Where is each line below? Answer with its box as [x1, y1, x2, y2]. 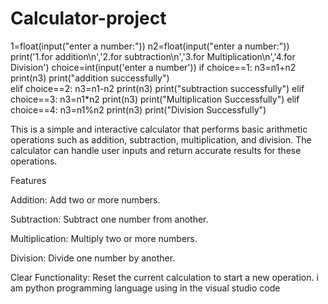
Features [10, 174, 47, 186]
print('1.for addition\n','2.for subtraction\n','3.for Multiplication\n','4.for [10, 50, 296, 62]
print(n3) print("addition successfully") [10, 72, 170, 84]
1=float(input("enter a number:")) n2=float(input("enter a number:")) [10, 40, 290, 52]
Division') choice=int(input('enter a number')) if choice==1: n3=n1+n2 [10, 61, 297, 73]
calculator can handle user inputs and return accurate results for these [10, 144, 302, 156]
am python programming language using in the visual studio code [10, 282, 281, 294]
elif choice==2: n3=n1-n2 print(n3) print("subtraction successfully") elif [10, 82, 305, 94]
